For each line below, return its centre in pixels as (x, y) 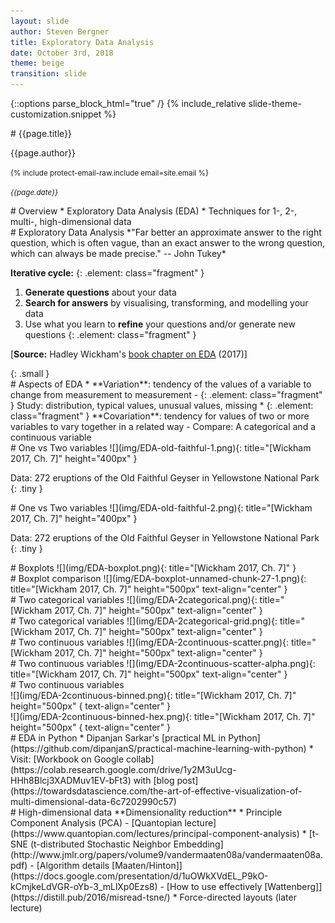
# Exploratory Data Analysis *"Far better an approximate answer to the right (166, 232)
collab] (140, 759)
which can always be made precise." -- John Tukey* (118, 253)
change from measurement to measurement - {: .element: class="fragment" (166, 394)
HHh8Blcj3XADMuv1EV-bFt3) (71, 780)
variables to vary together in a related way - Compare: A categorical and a (163, 426)
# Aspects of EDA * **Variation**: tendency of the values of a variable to (161, 384)
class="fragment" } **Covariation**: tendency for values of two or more (160, 416)
